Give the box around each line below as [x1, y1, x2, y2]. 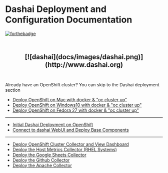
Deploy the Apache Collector [12, 162, 72, 168]
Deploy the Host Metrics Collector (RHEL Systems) [12, 146, 117, 153]
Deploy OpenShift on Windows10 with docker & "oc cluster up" [12, 102, 142, 108]
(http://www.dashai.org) [44, 61, 123, 69]
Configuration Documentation [5, 14, 132, 25]
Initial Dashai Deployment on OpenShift [12, 121, 93, 128]
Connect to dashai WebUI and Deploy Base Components [12, 127, 129, 133]
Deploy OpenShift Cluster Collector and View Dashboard [12, 141, 129, 147]
